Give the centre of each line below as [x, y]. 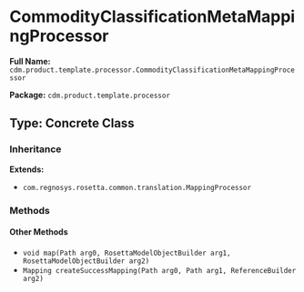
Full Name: [30, 61]
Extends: [27, 169]
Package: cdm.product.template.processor [90, 95]
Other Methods [39, 232]
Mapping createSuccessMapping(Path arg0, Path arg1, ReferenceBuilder [159, 270]
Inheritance [35, 149]
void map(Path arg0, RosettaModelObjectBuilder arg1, [127, 253]
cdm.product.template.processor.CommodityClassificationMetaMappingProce [152, 70]
